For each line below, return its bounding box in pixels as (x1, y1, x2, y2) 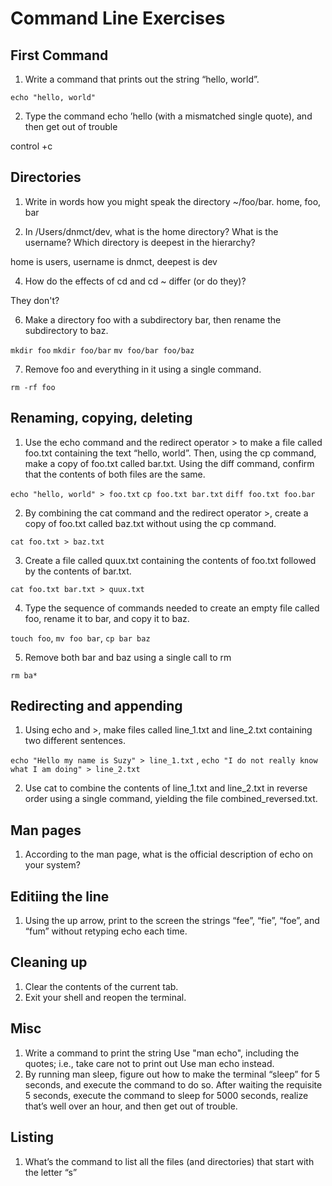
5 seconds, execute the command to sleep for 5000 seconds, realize (24, 1089, 309, 1101)
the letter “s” (24, 1166, 78, 1178)
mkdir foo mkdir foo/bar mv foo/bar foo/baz (10, 345, 195, 356)
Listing (10, 1129, 55, 1146)
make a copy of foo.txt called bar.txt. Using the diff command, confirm (24, 457, 315, 469)
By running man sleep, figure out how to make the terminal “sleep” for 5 (24, 1068, 321, 1080)
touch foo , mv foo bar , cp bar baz (10, 632, 151, 644)
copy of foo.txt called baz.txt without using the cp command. (24, 517, 277, 529)
